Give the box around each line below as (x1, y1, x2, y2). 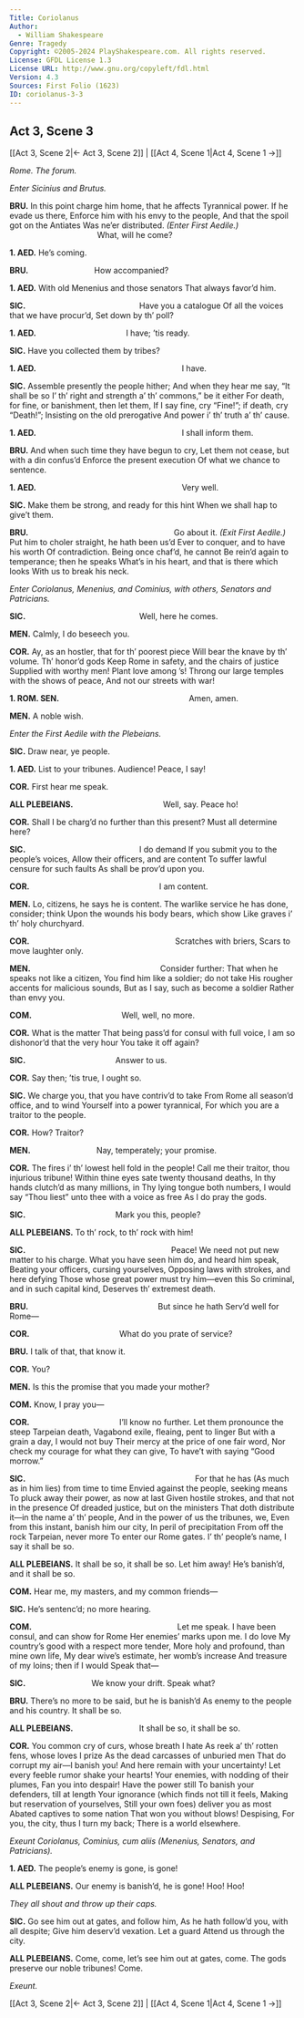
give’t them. (9, 510, 55, 521)
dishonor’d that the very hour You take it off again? (9, 1037, 200, 1049)
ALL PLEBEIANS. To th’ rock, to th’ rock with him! (9, 1227, 194, 1238)
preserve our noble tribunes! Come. (9, 1962, 144, 1974)
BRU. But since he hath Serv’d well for (9, 1301, 279, 1312)
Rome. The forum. (9, 165, 77, 176)
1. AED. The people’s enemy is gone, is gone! (9, 1863, 178, 1874)
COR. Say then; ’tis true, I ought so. (9, 1072, 142, 1083)
